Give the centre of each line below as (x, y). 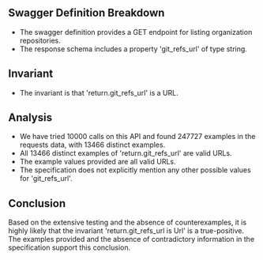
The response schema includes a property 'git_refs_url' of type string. (133, 49)
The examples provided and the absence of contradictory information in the (131, 239)
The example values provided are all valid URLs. (98, 162)
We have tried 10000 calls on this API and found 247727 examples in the (137, 137)
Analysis (30, 118)
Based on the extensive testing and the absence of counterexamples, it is (128, 222)
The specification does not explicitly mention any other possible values (135, 170)
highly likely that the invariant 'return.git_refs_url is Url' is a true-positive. (126, 231)
